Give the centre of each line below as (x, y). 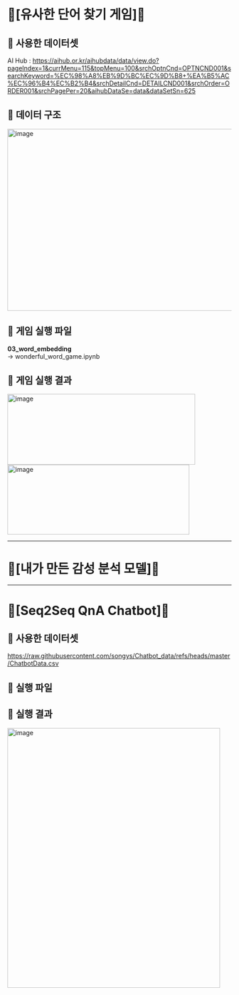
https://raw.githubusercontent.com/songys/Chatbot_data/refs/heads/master (119, 656)
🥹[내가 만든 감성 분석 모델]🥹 (84, 568)
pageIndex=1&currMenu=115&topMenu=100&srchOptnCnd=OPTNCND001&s (119, 68)
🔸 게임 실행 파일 (40, 331)
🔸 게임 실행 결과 (40, 380)
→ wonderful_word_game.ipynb (54, 356)
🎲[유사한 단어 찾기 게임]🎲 (76, 15)
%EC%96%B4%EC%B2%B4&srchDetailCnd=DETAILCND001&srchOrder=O (118, 83)
